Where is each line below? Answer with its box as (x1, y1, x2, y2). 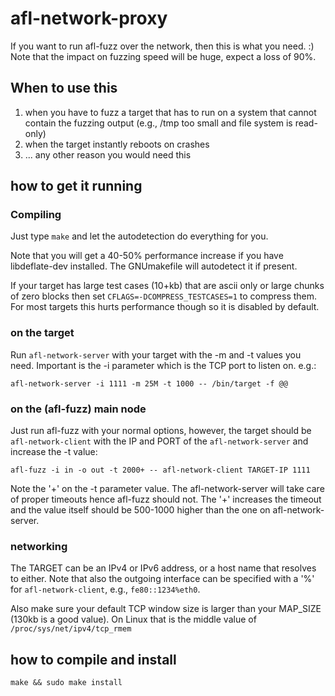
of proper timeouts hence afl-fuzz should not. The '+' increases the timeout (10, 493, 322, 506)
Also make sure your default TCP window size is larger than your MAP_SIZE (10, 603, 322, 615)
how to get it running (10, 178, 143, 195)
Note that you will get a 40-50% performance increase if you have (10, 250, 284, 262)
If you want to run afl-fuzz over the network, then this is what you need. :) (10, 40, 315, 52)
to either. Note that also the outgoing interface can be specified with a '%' (10, 573, 315, 585)
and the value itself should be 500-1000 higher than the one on (10, 504, 271, 516)
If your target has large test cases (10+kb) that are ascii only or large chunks (10, 280, 325, 292)
